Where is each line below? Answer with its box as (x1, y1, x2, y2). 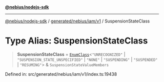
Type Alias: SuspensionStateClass (5, 35, 148, 46)
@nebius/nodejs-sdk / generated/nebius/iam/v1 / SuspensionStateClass (5, 18, 150, 24)
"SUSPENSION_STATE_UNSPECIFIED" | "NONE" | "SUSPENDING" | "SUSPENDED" (17, 56, 158, 62)
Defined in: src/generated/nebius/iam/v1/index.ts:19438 (5, 71, 117, 77)
